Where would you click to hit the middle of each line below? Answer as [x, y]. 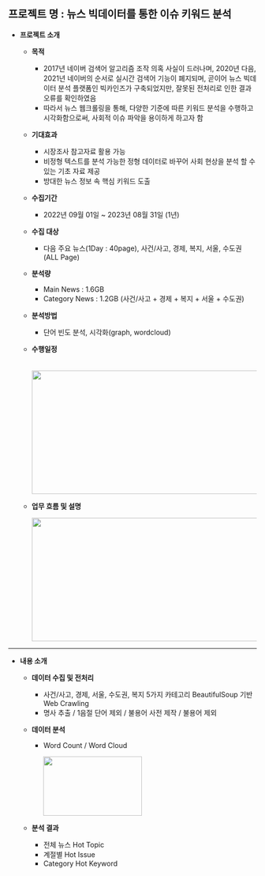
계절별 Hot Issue [69, 854]
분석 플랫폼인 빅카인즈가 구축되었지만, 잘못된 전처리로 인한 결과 [155, 88]
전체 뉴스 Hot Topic [74, 844]
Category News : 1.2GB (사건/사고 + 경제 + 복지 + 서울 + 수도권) [144, 298]
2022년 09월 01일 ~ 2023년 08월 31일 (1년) [111, 214]
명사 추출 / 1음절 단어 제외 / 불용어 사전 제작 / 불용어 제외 [130, 712]
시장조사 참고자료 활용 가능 [84, 151]
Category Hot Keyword [80, 863]
